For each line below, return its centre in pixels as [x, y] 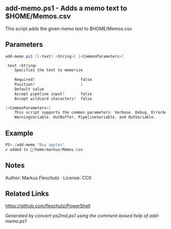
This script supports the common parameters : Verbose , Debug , [82, 112]
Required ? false [53, 80]
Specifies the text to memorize [49, 70]
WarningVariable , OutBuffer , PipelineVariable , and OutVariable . [85, 117]
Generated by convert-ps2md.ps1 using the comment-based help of [77, 216]
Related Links [27, 194]
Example [19, 133]
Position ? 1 [49, 84]
